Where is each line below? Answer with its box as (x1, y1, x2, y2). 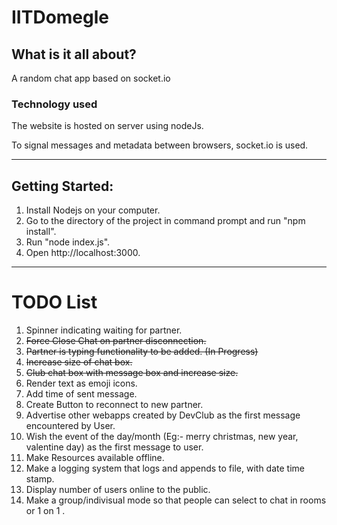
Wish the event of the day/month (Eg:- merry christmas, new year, (25, 431, 299, 443)
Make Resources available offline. (25, 452, 165, 464)
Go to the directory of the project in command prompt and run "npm (25, 215, 306, 227)
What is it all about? (11, 46, 137, 63)
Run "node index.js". (25, 236, 111, 248)
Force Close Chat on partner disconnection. (25, 335, 207, 347)
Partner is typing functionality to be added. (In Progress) (25, 346, 259, 358)
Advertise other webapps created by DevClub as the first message (25, 409, 301, 421)
